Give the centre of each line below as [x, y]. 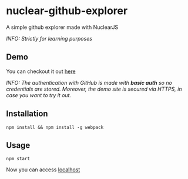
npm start [18, 159]
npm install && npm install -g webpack [55, 127]
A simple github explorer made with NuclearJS [62, 27]
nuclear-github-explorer [67, 11]
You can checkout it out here [41, 71]
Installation [27, 114]
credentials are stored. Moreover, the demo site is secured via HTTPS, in [94, 89]
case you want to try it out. [39, 95]
